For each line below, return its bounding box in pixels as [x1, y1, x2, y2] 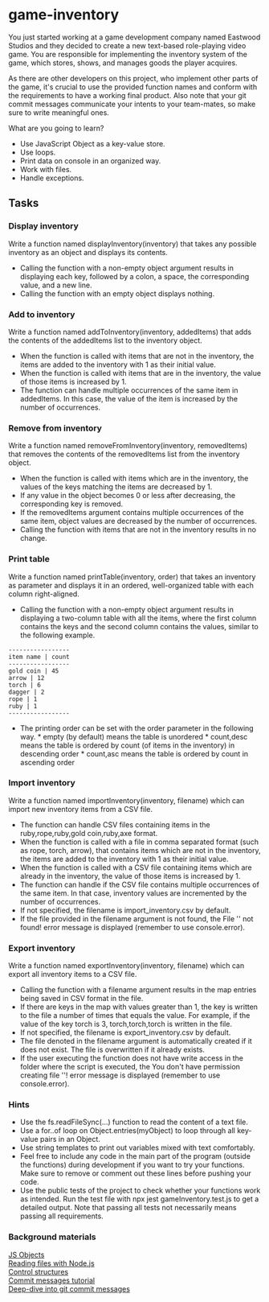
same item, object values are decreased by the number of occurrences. [19, 517, 258, 526]
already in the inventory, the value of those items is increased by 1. [19, 871, 241, 880]
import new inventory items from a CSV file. [8, 804, 153, 814]
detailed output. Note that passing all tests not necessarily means [19, 1203, 237, 1213]
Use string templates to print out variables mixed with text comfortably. [19, 1143, 255, 1152]
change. [19, 534, 47, 543]
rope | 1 [8, 694, 38, 703]
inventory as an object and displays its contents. [8, 247, 169, 257]
